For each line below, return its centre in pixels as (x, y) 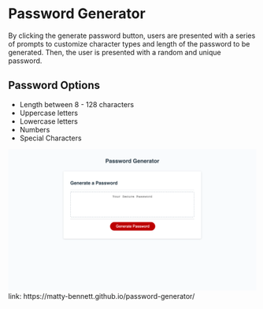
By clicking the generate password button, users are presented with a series (132, 35)
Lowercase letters (49, 121)
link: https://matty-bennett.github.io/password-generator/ (102, 296)
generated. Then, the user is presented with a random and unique (115, 52)
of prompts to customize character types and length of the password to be (129, 43)
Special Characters (50, 138)
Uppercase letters (49, 113)
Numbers (35, 129)
